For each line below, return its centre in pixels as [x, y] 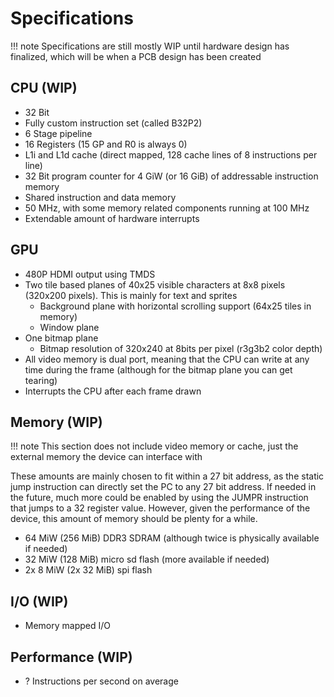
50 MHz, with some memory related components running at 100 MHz [167, 208]
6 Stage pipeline [58, 133]
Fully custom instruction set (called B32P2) [113, 123]
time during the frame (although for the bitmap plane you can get [158, 369]
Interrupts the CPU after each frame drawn [113, 391]
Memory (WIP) [56, 422]
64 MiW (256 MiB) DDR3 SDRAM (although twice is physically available [172, 538]
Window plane [69, 327]
